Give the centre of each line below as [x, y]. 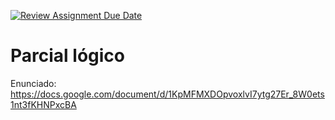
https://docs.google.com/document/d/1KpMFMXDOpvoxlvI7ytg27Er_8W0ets [167, 94]
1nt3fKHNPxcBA [43, 104]
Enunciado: [33, 83]
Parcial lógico [67, 56]
